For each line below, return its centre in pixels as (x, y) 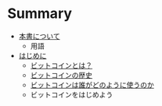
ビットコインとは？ (61, 65)
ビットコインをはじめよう (72, 94)
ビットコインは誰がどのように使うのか (92, 85)
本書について (39, 36)
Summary (40, 14)
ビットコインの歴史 (61, 75)
